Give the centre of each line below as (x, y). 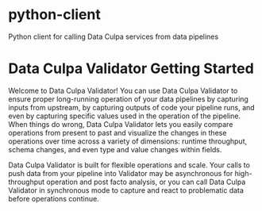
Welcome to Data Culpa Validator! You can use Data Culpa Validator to (123, 90)
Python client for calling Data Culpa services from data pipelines (114, 36)
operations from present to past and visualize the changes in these (118, 132)
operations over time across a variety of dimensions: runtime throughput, (128, 141)
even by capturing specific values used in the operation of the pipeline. (124, 116)
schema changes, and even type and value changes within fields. (115, 149)
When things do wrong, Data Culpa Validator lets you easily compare (121, 124)
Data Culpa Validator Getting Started (131, 69)
